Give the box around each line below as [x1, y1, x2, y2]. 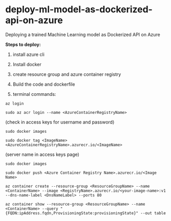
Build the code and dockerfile [12, 81, 75, 87]
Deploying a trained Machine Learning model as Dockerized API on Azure [5, 31, 160, 37]
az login [5, 101, 24, 106]
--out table [140, 210, 166, 216]
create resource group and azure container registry [12, 71, 121, 77]
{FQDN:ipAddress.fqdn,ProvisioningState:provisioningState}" [5, 210, 139, 216]
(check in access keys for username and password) [5, 119, 115, 125]
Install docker [12, 61, 42, 67]
